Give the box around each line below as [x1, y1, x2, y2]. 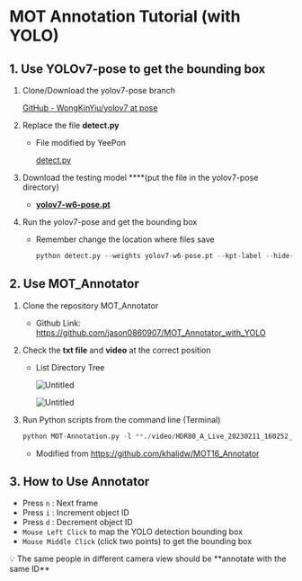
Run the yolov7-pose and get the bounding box [22, 217, 198, 227]
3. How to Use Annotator [9, 474, 150, 489]
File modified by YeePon [35, 138, 126, 147]
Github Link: [35, 317, 81, 328]
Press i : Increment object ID [22, 507, 130, 518]
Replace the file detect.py [22, 120, 120, 130]
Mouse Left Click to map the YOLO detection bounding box [22, 526, 244, 537]
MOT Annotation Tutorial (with [9, 6, 241, 27]
